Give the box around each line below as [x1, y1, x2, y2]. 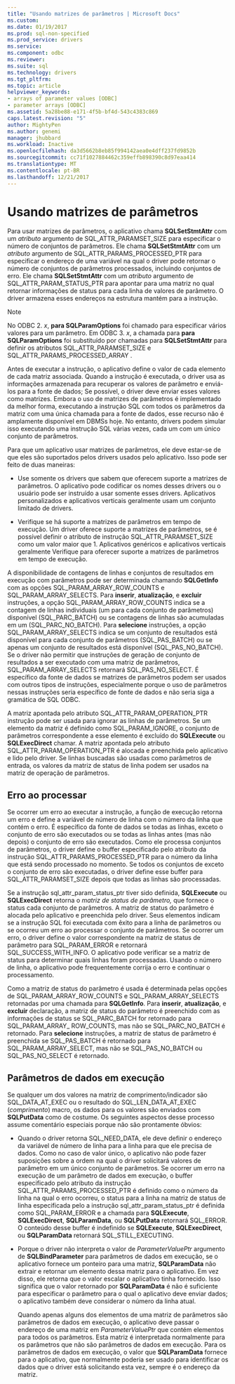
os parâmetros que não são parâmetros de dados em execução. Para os [17, 1340, 227, 1349]
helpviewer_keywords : [7, 89, 71, 96]
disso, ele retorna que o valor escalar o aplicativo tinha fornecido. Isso [17, 1274, 221, 1283]
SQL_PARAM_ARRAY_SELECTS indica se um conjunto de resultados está [7, 628, 217, 636]
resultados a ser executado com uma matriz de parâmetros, [7, 658, 180, 667]
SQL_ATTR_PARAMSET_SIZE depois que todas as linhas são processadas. [7, 875, 222, 884]
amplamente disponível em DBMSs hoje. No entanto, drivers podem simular [7, 417, 226, 426]
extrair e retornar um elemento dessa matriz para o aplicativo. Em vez [17, 1267, 220, 1276]
